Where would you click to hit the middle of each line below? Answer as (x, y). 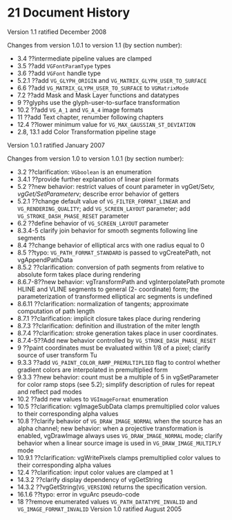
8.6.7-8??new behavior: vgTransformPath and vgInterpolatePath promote (121, 281)
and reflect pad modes (49, 392)
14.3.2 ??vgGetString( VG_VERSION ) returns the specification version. (112, 487)
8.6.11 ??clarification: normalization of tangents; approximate (103, 303)
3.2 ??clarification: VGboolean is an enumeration (84, 172)
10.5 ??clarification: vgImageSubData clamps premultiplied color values (118, 406)
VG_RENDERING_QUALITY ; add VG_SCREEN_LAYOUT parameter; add (104, 208)
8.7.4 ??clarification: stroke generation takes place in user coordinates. (118, 333)
